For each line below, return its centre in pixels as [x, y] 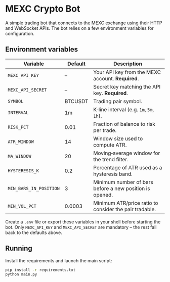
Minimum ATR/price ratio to [126, 203]
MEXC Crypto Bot [43, 9]
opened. [103, 195]
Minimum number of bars [123, 182]
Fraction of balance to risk [124, 124]
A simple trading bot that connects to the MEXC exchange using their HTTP [84, 23]
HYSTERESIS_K [24, 171]
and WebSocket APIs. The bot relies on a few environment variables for [80, 28]
